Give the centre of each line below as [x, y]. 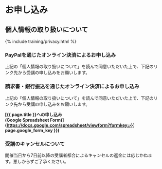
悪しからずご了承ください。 [41, 161]
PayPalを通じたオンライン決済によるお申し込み [61, 55]
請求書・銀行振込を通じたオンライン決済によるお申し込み [72, 87]
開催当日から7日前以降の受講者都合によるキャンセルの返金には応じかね [77, 155]
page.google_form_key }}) [32, 130]
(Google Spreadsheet [27, 120]
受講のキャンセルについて [35, 144]
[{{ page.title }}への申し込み [34, 114]
